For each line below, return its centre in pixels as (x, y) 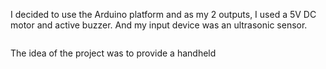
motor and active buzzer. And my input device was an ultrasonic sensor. (159, 25)
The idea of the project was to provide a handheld (113, 53)
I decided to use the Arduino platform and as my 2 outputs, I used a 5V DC (163, 14)
